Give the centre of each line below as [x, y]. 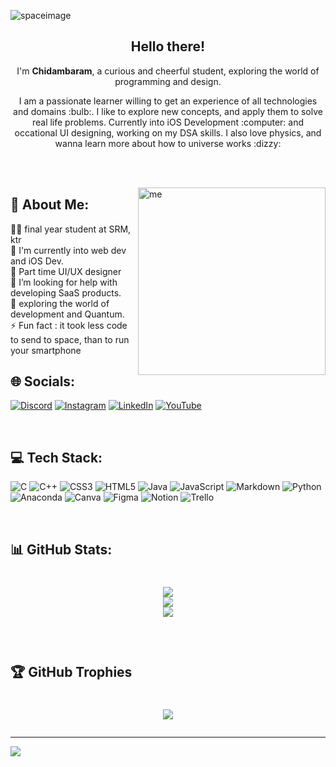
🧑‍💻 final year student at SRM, [71, 229]
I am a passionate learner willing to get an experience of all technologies [168, 101]
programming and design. [168, 81]
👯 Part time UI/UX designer [66, 271]
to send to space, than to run [70, 339]
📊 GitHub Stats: [61, 549]
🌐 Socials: [43, 381]
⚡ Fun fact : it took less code [69, 325]
